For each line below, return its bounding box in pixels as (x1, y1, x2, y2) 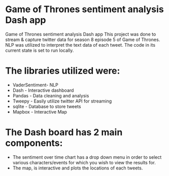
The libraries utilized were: (5, 65, 120, 77)
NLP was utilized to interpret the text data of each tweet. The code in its (5, 42, 156, 48)
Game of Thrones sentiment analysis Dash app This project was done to (5, 31, 156, 37)
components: (5, 137, 63, 149)
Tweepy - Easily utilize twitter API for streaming (12, 98, 112, 104)
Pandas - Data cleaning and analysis (12, 92, 89, 98)
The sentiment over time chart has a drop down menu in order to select (12, 154, 162, 160)
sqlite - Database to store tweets (12, 103, 81, 110)
